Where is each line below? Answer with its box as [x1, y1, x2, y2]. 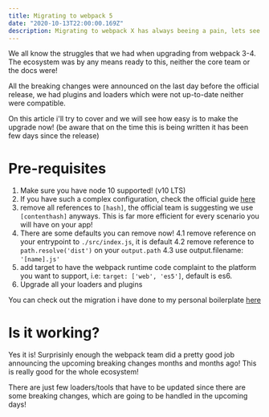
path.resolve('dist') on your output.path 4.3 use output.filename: [19, 246, 243, 256]
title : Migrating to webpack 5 [8, 11, 113, 20]
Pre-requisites [8, 159, 107, 178]
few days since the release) [8, 131, 100, 141]
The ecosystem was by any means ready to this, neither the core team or [8, 57, 251, 67]
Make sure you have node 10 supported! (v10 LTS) [19, 186, 186, 195]
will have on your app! [19, 220, 94, 230]
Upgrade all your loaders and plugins [19, 280, 143, 289]
